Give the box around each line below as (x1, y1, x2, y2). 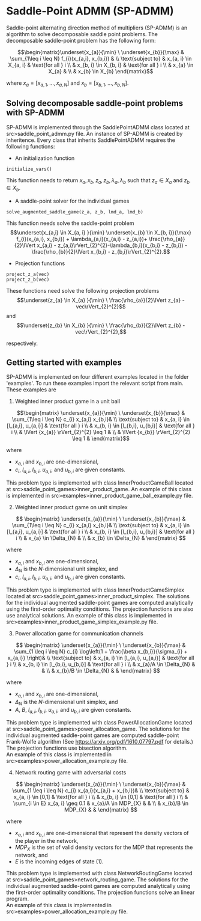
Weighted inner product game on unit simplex (14, 503, 128, 510)
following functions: (6, 142, 55, 150)
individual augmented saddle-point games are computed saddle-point (6, 732, 179, 739)
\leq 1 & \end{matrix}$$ (71, 435, 130, 442)
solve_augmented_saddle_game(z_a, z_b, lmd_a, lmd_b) (6, 209, 144, 215)
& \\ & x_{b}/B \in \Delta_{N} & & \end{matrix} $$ (41, 667, 160, 674)
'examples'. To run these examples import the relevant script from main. (6, 379, 184, 387)
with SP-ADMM (6, 108, 65, 118)
